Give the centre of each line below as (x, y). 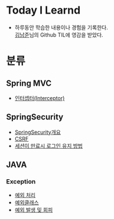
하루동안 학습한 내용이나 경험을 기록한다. (61, 27)
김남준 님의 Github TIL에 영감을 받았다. (59, 35)
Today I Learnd (43, 10)
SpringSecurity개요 (38, 132)
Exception (21, 182)
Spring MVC (29, 83)
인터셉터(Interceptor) (40, 98)
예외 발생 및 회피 (34, 210)
